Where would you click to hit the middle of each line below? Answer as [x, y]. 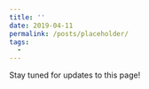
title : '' [27, 17]
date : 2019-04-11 [41, 26]
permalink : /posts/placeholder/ [69, 33]
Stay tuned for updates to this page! [75, 75]
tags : [19, 42]
